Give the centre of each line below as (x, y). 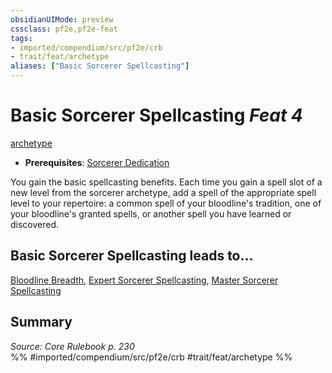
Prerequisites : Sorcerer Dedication (97, 162)
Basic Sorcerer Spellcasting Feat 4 (156, 115)
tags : (21, 38)
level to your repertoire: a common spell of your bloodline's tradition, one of (166, 203)
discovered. (35, 224)
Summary (41, 322)
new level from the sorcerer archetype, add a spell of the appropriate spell (163, 192)
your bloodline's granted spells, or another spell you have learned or (151, 213)
